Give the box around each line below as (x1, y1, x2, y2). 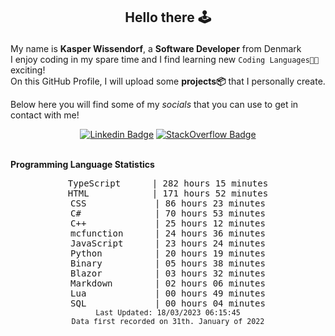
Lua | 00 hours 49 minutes (70, 288, 266, 299)
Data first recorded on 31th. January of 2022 (71, 317, 265, 327)
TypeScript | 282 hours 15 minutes (67, 178, 269, 189)
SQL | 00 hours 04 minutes (70, 298, 266, 309)
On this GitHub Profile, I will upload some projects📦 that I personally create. (10, 75, 326, 88)
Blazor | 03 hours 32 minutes (70, 268, 266, 279)
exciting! (10, 64, 46, 76)
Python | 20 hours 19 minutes (70, 248, 266, 259)
